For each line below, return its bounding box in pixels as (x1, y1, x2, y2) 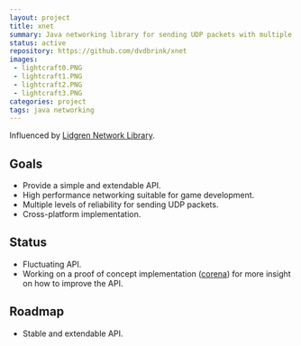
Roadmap (9, 304, 65, 320)
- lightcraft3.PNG (13, 88, 83, 97)
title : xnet (9, 22, 54, 31)
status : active (9, 38, 67, 48)
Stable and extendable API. (22, 328, 123, 339)
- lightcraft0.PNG (13, 64, 83, 73)
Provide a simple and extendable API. (22, 180, 161, 191)
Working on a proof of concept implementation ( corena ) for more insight (22, 268, 291, 279)
